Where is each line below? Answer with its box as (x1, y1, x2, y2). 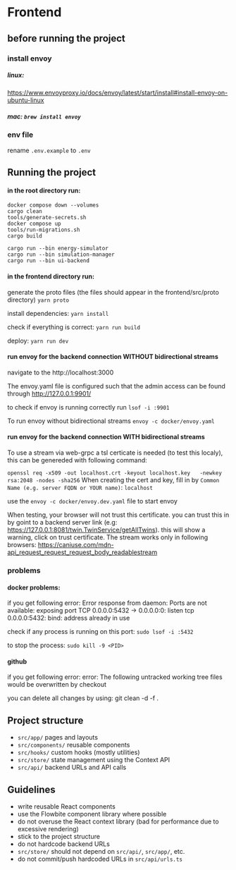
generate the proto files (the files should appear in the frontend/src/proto (7, 288, 220, 296)
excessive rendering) (17, 824, 79, 833)
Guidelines (7, 783, 56, 795)
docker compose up (7, 220, 61, 228)
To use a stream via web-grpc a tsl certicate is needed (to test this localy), (7, 448, 223, 457)
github (7, 657, 27, 666)
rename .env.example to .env (7, 146, 91, 154)
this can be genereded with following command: (7, 456, 148, 465)
